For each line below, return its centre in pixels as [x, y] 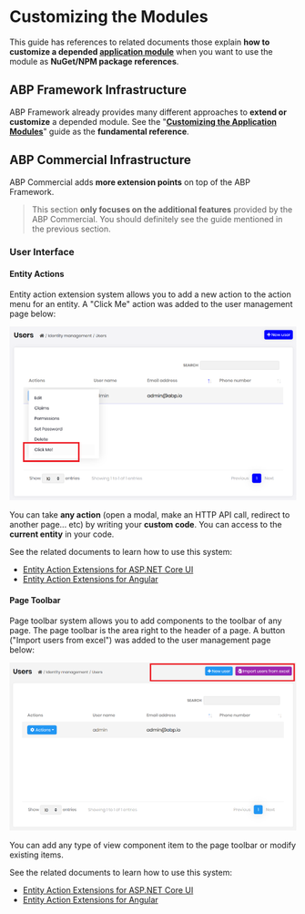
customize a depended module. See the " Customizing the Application [143, 121]
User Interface [42, 252]
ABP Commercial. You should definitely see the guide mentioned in [157, 219]
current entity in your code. [62, 534]
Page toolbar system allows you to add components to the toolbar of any [146, 621]
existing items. [36, 855]
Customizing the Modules [109, 17]
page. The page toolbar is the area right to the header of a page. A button [147, 630]
